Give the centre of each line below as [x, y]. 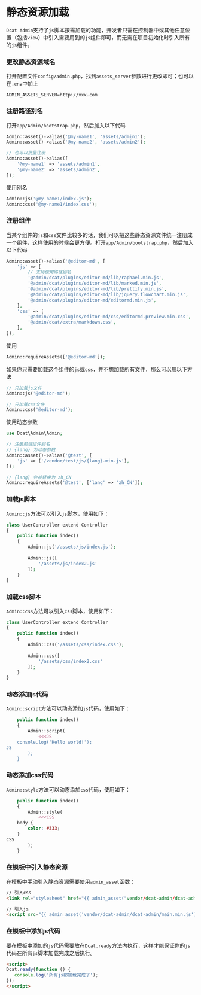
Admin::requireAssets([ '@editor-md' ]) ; [56, 357]
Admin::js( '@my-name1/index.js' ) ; [49, 199]
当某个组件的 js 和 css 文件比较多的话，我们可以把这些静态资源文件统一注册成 [99, 235]
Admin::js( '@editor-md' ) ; [38, 393]
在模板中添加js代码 [33, 931]
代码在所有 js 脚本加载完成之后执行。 [51, 953]
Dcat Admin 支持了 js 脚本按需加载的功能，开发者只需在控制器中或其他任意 [96, 30]
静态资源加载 [38, 12]
